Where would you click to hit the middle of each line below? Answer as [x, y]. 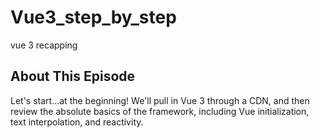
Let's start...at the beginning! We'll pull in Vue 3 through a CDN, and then [160, 100]
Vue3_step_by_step [93, 17]
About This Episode [73, 76]
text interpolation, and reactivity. [77, 122]
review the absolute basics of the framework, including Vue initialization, [160, 111]
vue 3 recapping [44, 45]
